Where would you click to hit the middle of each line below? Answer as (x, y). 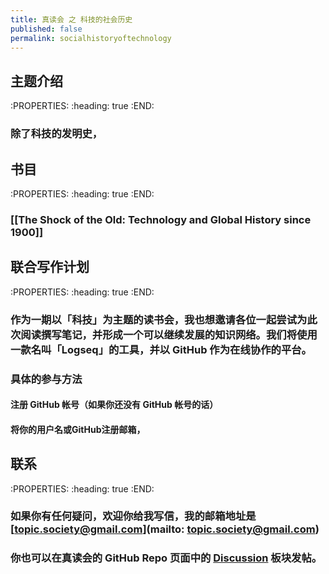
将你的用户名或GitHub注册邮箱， (78, 429)
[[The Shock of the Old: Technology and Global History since (161, 219)
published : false (46, 29)
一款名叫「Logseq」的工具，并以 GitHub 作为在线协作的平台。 (161, 349)
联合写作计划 (50, 267)
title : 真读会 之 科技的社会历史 (71, 19)
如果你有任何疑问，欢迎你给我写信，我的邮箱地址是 (133, 516)
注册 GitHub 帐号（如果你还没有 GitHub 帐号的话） (114, 405)
